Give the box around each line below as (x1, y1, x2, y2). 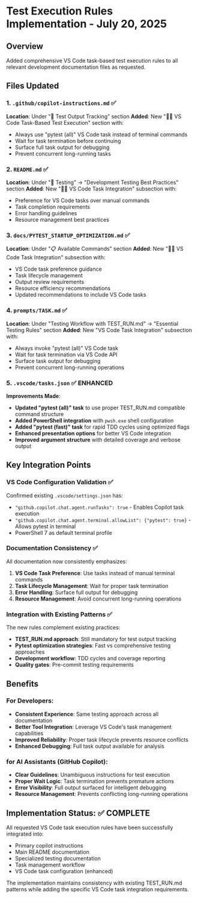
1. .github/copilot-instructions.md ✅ (6, 99, 117, 107)
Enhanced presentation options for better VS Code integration (14, 429, 171, 437)
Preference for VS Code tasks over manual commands (14, 197, 150, 204)
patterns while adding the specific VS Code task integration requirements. (6, 885, 189, 893)
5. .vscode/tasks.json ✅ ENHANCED (6, 379, 113, 387)
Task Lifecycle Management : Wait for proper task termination (14, 582, 169, 589)
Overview (6, 41, 44, 51)
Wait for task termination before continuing (14, 137, 121, 144)
